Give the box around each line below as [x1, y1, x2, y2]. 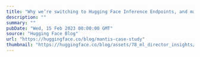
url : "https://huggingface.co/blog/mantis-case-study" [6, 36, 145, 42]
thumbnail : [6, 42, 33, 48]
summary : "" [6, 20, 36, 26]
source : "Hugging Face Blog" [6, 31, 79, 37]
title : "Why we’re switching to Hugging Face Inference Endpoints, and [6, 8, 187, 15]
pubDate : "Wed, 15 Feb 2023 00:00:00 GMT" [6, 25, 113, 31]
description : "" [6, 14, 46, 20]
